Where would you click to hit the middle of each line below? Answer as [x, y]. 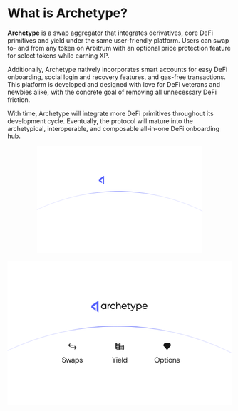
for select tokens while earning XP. [58, 56]
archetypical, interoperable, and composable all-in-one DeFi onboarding [113, 128]
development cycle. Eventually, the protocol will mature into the [100, 121]
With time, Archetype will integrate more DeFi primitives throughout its [110, 113]
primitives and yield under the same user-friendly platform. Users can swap [118, 40]
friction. [19, 99]
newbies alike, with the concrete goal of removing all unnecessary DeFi [112, 92]
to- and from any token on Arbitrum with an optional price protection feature [119, 48]
